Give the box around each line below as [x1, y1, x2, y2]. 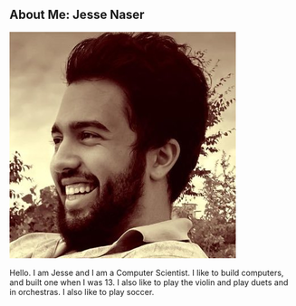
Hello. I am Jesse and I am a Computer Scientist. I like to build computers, [9, 267, 284, 278]
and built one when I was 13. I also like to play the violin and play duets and [9, 276, 289, 288]
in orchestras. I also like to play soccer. [9, 286, 155, 297]
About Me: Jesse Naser [9, 7, 145, 23]
